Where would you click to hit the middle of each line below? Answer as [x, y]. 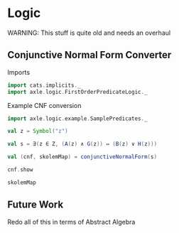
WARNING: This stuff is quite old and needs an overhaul [89, 33]
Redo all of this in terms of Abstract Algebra [71, 222]
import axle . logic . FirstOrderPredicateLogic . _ [77, 92]
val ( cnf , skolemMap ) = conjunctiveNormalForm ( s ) [82, 157]
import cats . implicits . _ [44, 85]
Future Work [36, 205]
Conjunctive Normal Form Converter [89, 55]
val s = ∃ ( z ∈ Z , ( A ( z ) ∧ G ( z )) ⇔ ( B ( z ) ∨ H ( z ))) [82, 144]
